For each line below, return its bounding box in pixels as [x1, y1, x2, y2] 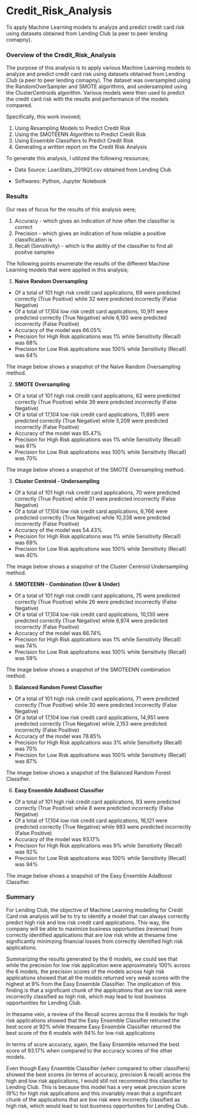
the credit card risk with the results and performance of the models [6, 95, 169, 102]
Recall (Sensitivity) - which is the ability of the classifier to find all [14, 242, 173, 249]
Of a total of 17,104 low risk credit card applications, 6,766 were [14, 508, 168, 515]
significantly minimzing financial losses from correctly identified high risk [6, 938, 183, 945]
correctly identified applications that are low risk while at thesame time [6, 931, 178, 938]
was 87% [14, 757, 38, 765]
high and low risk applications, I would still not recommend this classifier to [6, 1077, 188, 1084]
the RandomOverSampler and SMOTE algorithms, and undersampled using [6, 83, 188, 90]
